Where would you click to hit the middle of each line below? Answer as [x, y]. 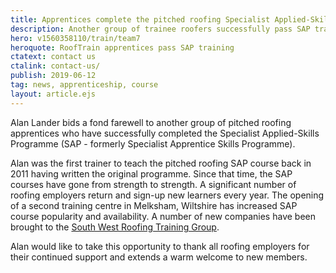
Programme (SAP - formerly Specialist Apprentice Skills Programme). [153, 143]
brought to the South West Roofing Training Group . [115, 227]
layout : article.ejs [53, 94]
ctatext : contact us [53, 57]
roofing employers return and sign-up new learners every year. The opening [167, 195]
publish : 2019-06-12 [53, 76]
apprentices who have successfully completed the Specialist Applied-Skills [165, 133]
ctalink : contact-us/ [55, 66]
